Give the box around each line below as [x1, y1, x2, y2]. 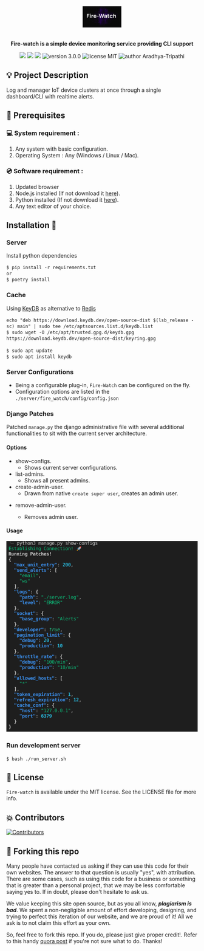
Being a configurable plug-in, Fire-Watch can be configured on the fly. [15, 382, 191, 389]
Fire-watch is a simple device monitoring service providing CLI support [10, 40, 194, 47]
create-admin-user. [15, 483, 64, 490]
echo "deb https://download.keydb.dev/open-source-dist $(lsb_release [6, 317, 189, 323]
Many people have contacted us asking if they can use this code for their [6, 862, 189, 870]
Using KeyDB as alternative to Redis [6, 304, 96, 312]
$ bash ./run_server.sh [6, 756, 67, 762]
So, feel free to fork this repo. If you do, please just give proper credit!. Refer [6, 931, 197, 938]
